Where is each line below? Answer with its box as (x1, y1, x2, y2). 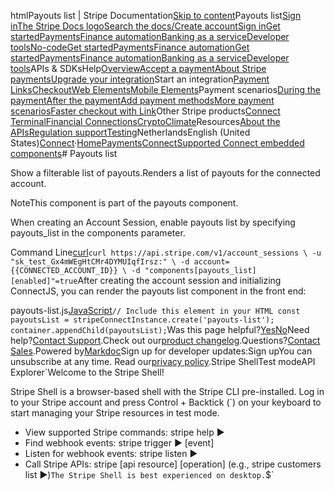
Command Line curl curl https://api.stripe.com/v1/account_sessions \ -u (10, 246, 322, 258)
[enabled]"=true (10, 276, 78, 286)
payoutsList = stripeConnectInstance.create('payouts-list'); (10, 315, 275, 325)
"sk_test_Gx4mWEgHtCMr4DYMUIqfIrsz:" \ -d (10, 257, 190, 267)
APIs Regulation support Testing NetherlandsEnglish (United (10, 126, 251, 138)
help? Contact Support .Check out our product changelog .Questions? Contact (10, 335, 321, 346)
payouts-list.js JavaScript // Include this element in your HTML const (10, 305, 301, 316)
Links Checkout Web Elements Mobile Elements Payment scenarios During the (10, 84, 322, 95)
